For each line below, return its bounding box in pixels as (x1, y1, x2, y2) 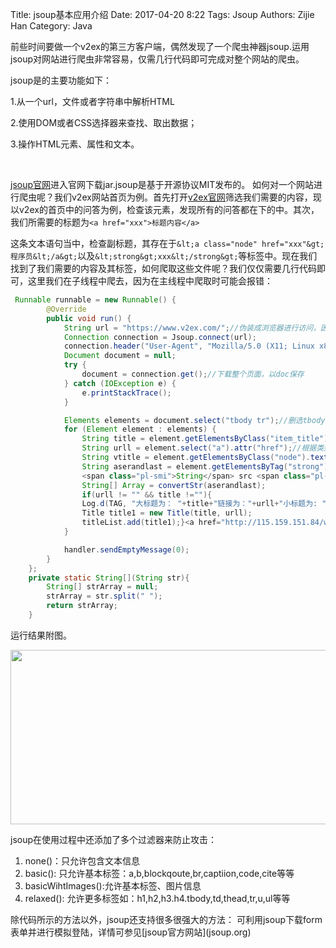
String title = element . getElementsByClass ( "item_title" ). (81, 434, 333, 444)
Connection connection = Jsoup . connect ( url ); (63, 332, 257, 342)
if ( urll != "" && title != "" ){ (81, 489, 213, 500)
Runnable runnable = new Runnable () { (14, 295, 177, 305)
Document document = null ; (63, 351, 177, 361)
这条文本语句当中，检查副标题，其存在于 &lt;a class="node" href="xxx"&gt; (10, 238, 325, 249)
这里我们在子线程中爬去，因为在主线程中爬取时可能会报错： (27, 275, 273, 287)
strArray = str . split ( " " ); (46, 591, 163, 602)
